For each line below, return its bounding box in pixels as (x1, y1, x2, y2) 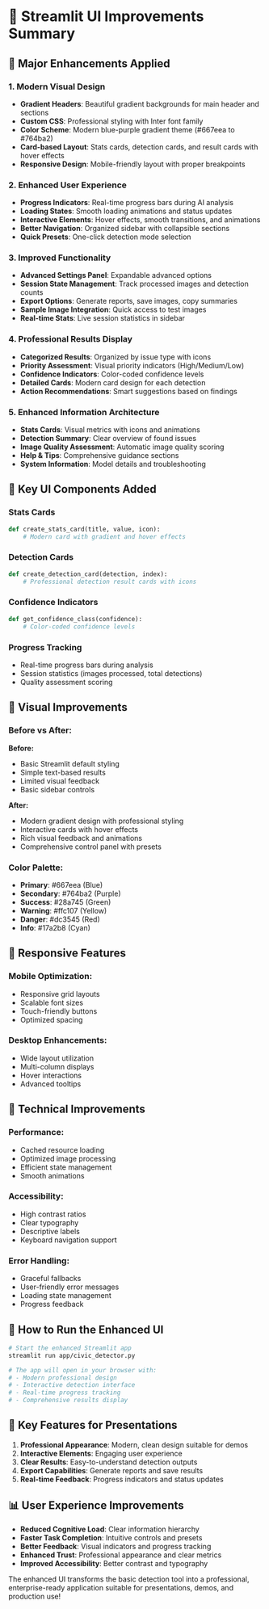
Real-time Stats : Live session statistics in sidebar (19, 313, 186, 323)
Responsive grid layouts (19, 989, 100, 998)
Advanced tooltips (19, 1078, 82, 1089)
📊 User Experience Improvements (8, 1498, 184, 1513)
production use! (8, 1591, 61, 1601)
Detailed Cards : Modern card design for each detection (19, 377, 206, 387)
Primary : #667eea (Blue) (19, 880, 103, 889)
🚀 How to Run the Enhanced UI (8, 1322, 164, 1336)
